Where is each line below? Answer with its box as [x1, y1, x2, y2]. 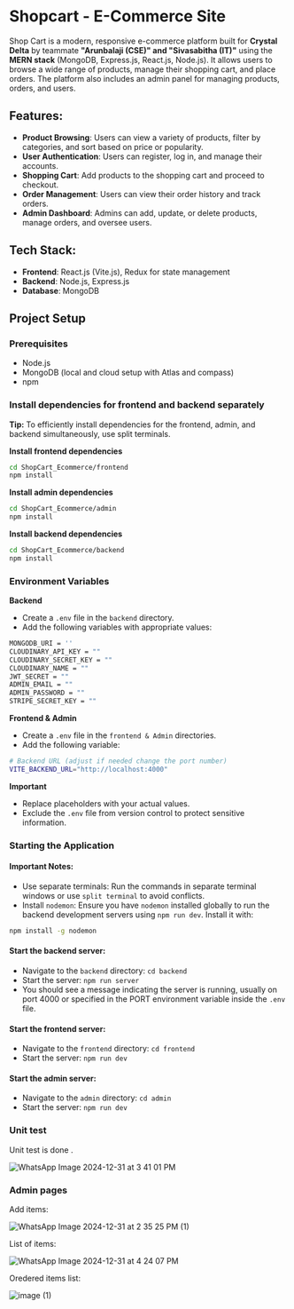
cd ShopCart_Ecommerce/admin [9, 504, 117, 513]
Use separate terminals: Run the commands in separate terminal [21, 881, 257, 892]
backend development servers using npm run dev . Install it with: [21, 908, 254, 920]
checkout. [21, 179, 59, 190]
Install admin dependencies [9, 487, 113, 498]
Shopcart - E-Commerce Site [9, 6, 227, 27]
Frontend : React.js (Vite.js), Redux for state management [21, 266, 230, 277]
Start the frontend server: [9, 1023, 106, 1034]
